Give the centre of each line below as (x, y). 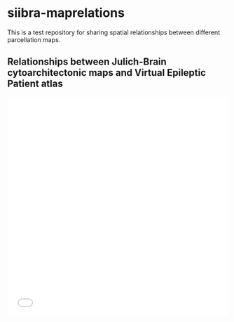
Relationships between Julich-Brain (87, 62)
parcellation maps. (34, 39)
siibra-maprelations (66, 13)
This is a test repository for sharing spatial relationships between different (114, 32)
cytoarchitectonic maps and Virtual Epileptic (107, 73)
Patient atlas (35, 84)
